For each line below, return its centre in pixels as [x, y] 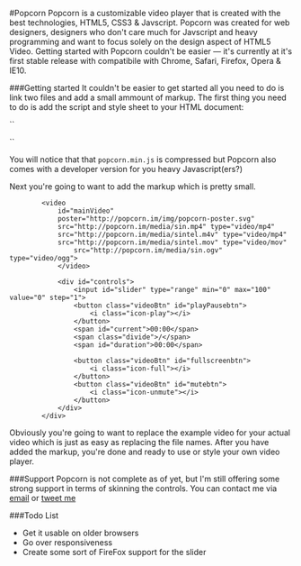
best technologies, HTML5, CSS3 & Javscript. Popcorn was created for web [150, 23]
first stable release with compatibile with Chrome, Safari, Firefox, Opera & [145, 61]
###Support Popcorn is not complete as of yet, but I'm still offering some [145, 479]
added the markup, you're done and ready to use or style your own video [145, 452]
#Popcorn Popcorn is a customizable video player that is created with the [145, 13]
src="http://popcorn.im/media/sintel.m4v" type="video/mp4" [172, 234]
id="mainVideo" [86, 211]
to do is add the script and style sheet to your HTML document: [127, 107]
